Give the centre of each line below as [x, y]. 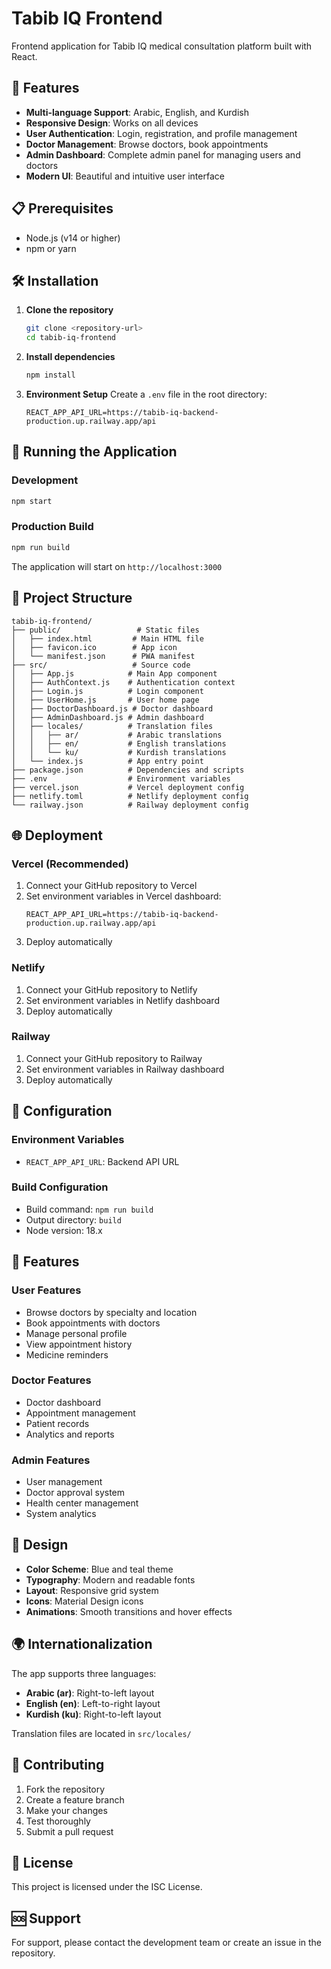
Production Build [52, 527]
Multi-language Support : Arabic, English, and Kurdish [137, 112]
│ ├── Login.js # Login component [107, 691]
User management [64, 1482]
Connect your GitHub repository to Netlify [111, 989]
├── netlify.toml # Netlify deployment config [130, 796]
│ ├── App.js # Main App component [114, 673]
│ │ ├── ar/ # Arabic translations [117, 735]
